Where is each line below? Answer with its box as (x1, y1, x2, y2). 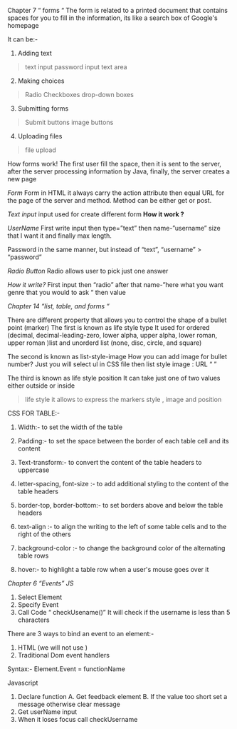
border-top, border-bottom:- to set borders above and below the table (17, 501, 223, 509)
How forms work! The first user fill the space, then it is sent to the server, (7, 160, 222, 168)
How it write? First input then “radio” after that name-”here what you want (7, 281, 224, 288)
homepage (7, 21, 39, 29)
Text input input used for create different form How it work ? (7, 210, 184, 218)
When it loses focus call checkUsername (17, 715, 138, 723)
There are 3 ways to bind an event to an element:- (7, 630, 154, 638)
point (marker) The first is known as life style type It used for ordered (7, 323, 210, 331)
